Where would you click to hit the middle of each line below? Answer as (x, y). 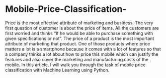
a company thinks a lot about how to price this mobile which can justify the (82, 54)
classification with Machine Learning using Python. (57, 70)
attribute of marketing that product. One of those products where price (78, 43)
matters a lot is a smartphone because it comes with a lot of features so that (83, 49)
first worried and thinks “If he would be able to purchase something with (79, 33)
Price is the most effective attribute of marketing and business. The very (79, 23)
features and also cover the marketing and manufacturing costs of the (77, 59)
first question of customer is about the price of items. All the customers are (82, 28)
